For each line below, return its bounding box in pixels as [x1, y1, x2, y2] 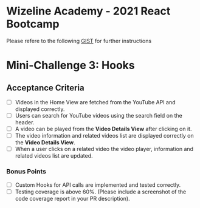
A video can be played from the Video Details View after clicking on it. [15, 126, 192, 133]
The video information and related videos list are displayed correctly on [15, 132, 194, 139]
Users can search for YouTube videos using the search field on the [15, 112, 182, 119]
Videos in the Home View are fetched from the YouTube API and [15, 98, 176, 106]
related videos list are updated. [15, 152, 93, 159]
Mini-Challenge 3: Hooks [6, 59, 135, 72]
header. [15, 119, 35, 126]
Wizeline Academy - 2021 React [6, 4, 171, 18]
